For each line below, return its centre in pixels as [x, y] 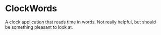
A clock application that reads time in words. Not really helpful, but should [80, 22]
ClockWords [31, 9]
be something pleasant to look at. [39, 27]
